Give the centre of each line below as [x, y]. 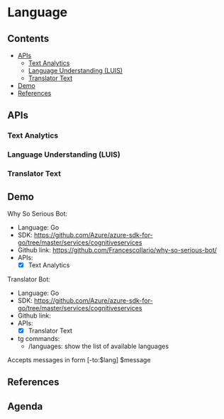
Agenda [25, 406]
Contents [28, 39]
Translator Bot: [29, 279]
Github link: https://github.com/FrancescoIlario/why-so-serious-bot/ [117, 250]
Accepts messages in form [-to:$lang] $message [79, 360]
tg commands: [39, 339]
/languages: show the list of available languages [98, 346]
